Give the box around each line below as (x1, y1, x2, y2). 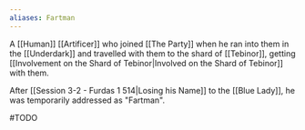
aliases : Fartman (9, 13, 76, 23)
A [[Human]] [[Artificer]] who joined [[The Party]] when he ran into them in (9, 38, 290, 49)
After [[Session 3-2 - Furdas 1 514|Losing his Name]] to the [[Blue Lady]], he (9, 85, 296, 95)
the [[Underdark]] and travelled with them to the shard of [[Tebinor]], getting (9, 47, 296, 59)
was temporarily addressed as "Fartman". (9, 95, 166, 105)
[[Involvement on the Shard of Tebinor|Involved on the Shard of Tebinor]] (9, 57, 284, 68)
